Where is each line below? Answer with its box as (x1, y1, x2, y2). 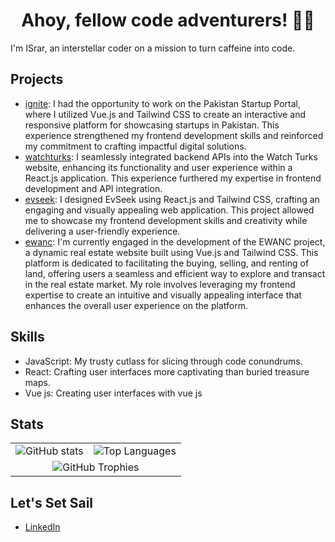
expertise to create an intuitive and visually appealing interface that (24, 289, 302, 301)
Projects (10, 71, 64, 88)
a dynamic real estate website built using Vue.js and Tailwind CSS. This (24, 246, 319, 258)
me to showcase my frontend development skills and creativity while (24, 214, 308, 226)
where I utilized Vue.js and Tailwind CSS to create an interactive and (24, 108, 307, 120)
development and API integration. (24, 182, 163, 194)
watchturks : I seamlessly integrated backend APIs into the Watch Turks (24, 150, 318, 163)
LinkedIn (24, 521, 61, 533)
